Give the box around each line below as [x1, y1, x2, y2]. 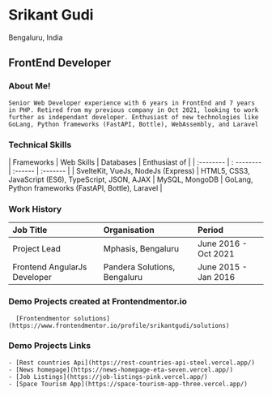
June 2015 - [197, 261, 248, 273]
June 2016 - [197, 238, 248, 249]
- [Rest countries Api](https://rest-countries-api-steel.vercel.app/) [8, 359, 255, 367]
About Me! [8, 80, 51, 92]
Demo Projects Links [8, 340, 91, 351]
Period [197, 225, 224, 236]
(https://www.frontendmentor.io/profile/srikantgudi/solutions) [8, 321, 230, 329]
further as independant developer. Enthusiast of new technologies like [8, 113, 259, 121]
